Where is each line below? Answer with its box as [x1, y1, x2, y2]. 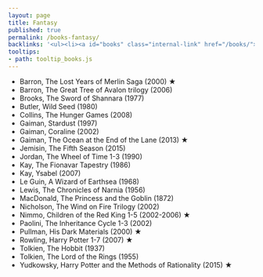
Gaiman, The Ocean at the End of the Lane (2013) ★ [19, 135, 189, 144]
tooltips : [8, 48, 41, 56]
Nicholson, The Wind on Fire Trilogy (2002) [19, 202, 160, 211]
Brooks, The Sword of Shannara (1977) [19, 93, 145, 103]
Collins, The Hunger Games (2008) [19, 110, 133, 119]
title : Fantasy [8, 19, 58, 27]
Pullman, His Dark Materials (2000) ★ [19, 227, 142, 236]
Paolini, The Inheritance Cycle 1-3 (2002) [19, 218, 153, 228]
